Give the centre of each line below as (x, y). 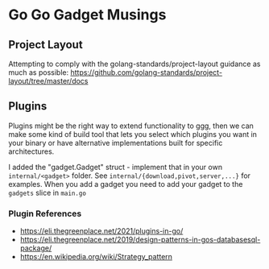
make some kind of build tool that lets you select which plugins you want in (133, 134)
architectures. (31, 151)
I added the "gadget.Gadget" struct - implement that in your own (116, 167)
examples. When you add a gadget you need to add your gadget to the (126, 184)
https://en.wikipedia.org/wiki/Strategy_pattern (96, 257)
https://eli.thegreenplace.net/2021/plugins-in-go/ (101, 231)
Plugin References (45, 213)
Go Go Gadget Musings (87, 15)
